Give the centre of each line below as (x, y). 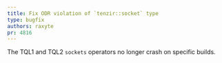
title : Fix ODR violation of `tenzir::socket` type (83, 13)
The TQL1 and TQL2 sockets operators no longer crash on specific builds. (111, 52)
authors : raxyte (30, 26)
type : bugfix (26, 20)
